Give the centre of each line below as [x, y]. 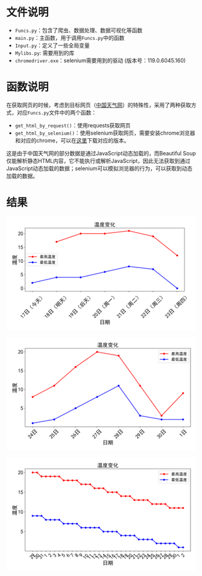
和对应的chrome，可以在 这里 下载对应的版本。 [72, 140]
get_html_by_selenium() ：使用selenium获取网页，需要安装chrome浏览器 [105, 133]
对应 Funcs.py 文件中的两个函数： [57, 112]
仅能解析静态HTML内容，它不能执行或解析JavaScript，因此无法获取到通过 [99, 161]
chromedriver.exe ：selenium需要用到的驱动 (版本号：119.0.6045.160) [100, 60]
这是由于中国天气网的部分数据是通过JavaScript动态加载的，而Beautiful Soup [101, 153]
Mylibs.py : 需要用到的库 [45, 53]
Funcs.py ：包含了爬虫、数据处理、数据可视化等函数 [79, 30]
